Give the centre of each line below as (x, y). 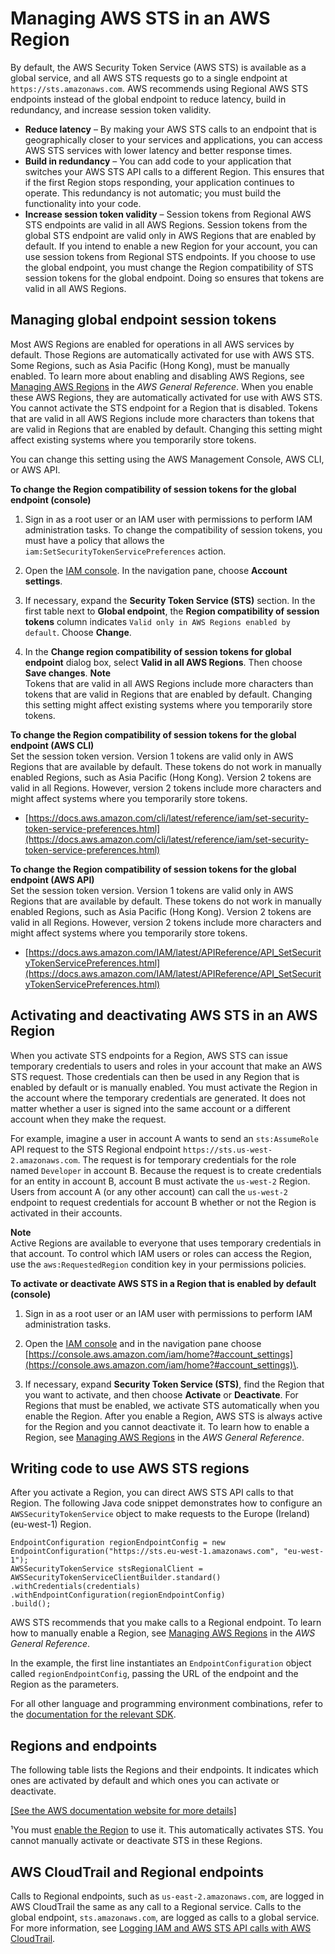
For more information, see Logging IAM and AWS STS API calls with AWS (161, 1928)
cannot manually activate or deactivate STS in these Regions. (136, 1841)
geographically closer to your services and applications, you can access (173, 139)
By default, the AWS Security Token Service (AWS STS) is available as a (158, 67)
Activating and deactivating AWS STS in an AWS (164, 1015)
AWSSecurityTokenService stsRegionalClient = (106, 1569)
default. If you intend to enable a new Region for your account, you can (171, 246)
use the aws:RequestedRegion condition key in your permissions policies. (158, 1264)
